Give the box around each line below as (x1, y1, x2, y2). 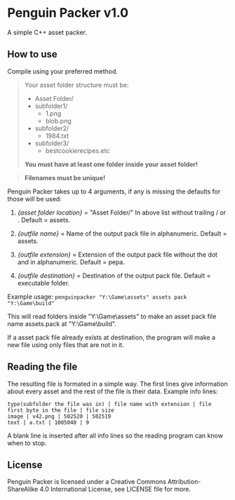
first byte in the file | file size (7, 407, 114, 414)
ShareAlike (7, 485, 39, 494)
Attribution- (167, 478, 201, 486)
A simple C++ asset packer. (7, 28, 88, 36)
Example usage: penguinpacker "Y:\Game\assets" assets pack (7, 292, 187, 301)
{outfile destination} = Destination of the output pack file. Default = (17, 271, 211, 280)
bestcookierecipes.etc (45, 146, 110, 155)
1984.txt (45, 131, 69, 140)
